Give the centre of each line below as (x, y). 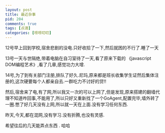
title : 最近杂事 (20, 14)
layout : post (19, 10)
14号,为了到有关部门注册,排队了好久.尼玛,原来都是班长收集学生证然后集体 (80, 75)
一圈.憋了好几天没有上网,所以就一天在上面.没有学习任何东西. (67, 104)
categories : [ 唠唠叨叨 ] (28, 33)
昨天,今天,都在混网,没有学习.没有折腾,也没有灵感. (55, 115)
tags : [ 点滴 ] (18, 28)
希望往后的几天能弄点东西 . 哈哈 (38, 126)
